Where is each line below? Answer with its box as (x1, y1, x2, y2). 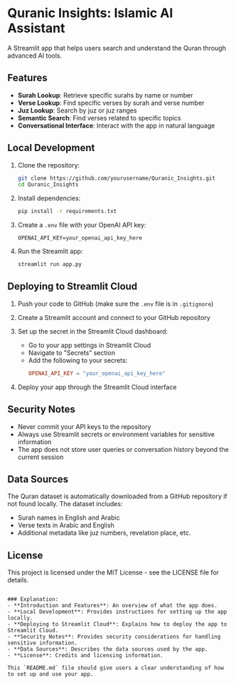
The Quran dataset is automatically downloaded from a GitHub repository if (7, 492, 227, 500)
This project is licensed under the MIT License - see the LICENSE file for (7, 568, 219, 577)
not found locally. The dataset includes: (7, 500, 123, 508)
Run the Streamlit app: (17, 247, 83, 256)
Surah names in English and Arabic (17, 513, 120, 522)
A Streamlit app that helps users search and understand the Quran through (7, 43, 226, 52)
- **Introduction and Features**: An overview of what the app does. (7, 602, 218, 609)
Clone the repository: (17, 160, 80, 169)
